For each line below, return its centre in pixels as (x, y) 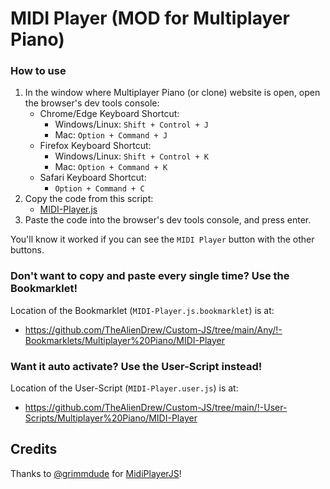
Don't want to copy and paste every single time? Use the (150, 276)
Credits (34, 449)
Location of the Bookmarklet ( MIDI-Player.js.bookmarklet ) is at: (142, 310)
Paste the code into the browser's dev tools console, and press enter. (168, 220)
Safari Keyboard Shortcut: (93, 178)
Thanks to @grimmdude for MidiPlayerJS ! (96, 473)
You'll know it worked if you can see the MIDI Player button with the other (162, 239)
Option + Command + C (99, 189)
